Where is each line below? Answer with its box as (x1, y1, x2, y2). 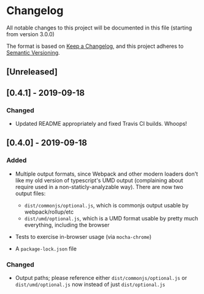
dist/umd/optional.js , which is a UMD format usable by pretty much (24, 214, 198, 222)
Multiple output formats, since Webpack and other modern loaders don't (15, 170, 198, 177)
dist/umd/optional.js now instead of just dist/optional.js (15, 280, 165, 288)
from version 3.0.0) (6, 30, 55, 37)
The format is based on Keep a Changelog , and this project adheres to (6, 42, 184, 50)
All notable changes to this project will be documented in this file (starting (6, 24, 192, 31)
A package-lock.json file (15, 245, 77, 252)
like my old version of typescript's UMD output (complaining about (15, 176, 184, 184)
